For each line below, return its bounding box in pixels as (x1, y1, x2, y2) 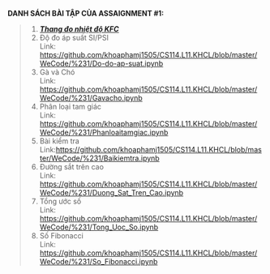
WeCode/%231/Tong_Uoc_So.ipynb (39, 222, 159, 232)
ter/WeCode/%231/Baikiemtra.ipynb (39, 153, 160, 163)
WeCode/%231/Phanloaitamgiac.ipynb (39, 127, 169, 137)
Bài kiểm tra (39, 136, 80, 146)
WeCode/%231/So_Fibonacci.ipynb (39, 257, 158, 266)
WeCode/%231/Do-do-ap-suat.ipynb (39, 58, 164, 68)
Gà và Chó (39, 67, 75, 77)
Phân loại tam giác (39, 102, 102, 111)
